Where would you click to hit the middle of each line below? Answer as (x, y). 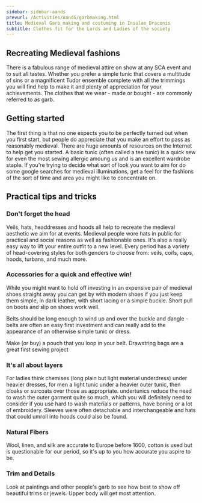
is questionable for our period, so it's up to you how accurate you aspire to (99, 452)
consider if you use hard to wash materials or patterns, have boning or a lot (99, 404)
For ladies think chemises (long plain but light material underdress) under (97, 378)
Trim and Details (31, 473)
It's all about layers (35, 365)
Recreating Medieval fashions (63, 53)
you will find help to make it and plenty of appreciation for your (84, 87)
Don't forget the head (38, 214)
